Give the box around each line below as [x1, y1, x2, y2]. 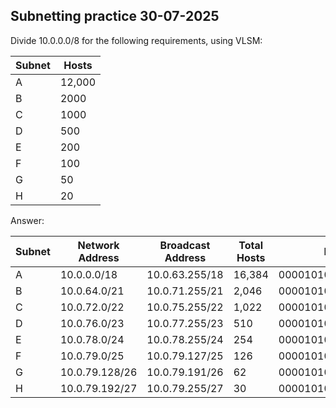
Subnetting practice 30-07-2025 [10, 8, 220, 25]
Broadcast [159, 238, 211, 252]
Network [77, 238, 120, 252]
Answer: [10, 214, 45, 226]
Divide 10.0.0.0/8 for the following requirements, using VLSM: [10, 34, 263, 46]
